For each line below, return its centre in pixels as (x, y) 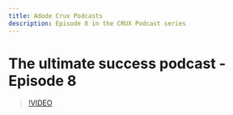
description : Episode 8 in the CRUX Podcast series (97, 23)
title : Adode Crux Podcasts (56, 16)
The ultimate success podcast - (117, 64)
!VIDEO (40, 103)
